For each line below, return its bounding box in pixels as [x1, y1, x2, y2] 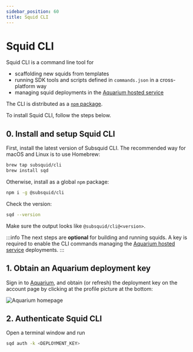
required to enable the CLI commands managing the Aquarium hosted [6, 240, 175, 247]
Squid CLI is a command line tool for [6, 59, 94, 66]
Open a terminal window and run [6, 329, 85, 336]
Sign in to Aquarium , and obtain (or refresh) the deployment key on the [6, 279, 178, 286]
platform [14, 83, 35, 90]
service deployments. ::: [6, 246, 65, 253]
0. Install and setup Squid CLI [6, 129, 115, 139]
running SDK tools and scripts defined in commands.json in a [14, 77, 159, 84]
